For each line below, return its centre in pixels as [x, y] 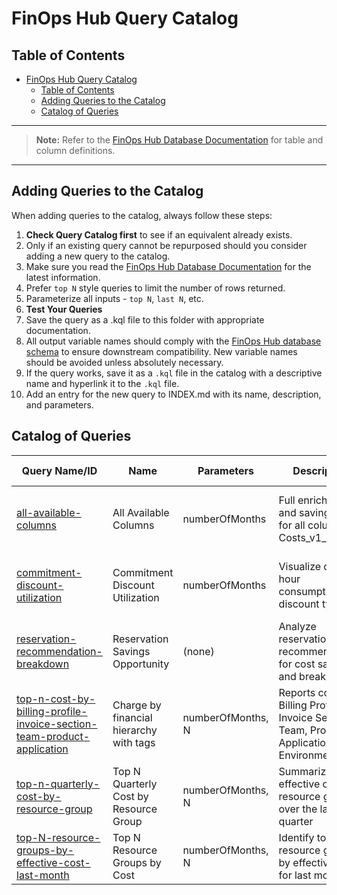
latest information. [63, 277]
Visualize [300, 566]
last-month [43, 875]
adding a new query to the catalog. [98, 256]
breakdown [43, 664]
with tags [134, 742]
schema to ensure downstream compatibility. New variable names [161, 351]
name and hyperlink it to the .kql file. [102, 383]
